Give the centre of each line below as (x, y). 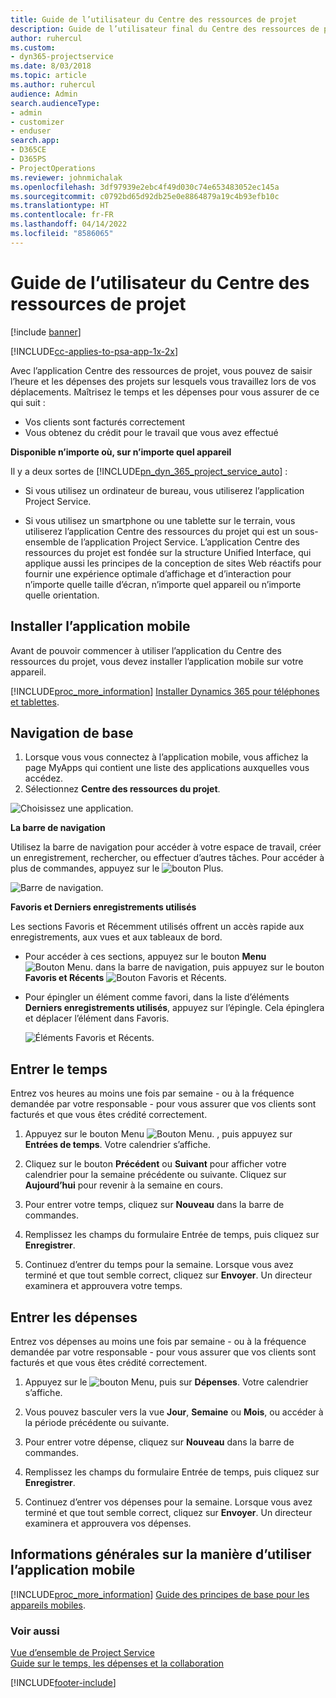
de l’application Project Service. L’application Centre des (184, 542)
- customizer (37, 122)
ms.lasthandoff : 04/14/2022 (69, 224)
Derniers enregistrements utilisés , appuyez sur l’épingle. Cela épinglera (174, 1008)
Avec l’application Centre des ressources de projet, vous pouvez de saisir (161, 370)
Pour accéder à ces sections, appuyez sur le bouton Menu (145, 957)
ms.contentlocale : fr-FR (62, 215)
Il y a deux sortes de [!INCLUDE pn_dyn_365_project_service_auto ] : (149, 471)
